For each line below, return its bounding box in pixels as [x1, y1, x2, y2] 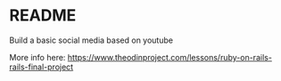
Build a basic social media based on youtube [9, 35, 174, 45]
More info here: [9, 52, 66, 62]
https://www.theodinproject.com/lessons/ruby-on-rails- [67, 52, 272, 62]
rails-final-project [9, 61, 74, 72]
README [9, 5, 77, 26]
